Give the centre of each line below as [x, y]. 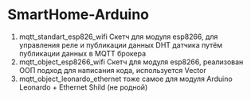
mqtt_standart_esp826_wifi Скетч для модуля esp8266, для [118, 37]
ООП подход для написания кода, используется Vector [112, 70]
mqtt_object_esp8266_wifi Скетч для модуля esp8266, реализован [131, 62]
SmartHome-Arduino [78, 15]
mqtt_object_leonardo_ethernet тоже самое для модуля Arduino [125, 79]
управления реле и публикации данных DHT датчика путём [121, 44]
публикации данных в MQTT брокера [82, 53]
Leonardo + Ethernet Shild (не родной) [83, 87]
